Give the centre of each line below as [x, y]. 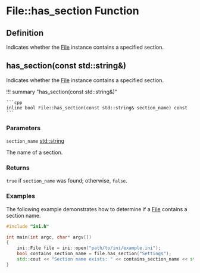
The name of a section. [35, 152]
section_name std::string [35, 141]
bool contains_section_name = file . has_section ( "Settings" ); [94, 254]
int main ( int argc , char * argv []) [49, 237]
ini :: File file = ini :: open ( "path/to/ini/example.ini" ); [89, 248]
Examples [21, 196]
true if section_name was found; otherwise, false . [67, 181]
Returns [18, 168]
